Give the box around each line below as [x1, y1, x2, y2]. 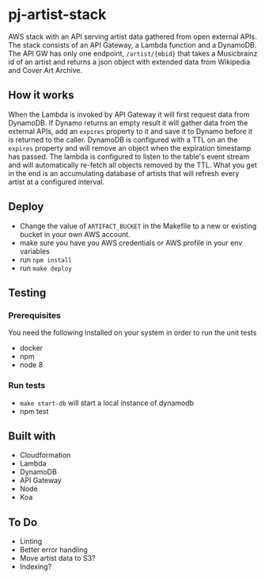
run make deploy [19, 263, 73, 273]
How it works [8, 89, 74, 102]
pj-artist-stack [8, 6, 107, 24]
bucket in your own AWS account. [19, 229, 131, 239]
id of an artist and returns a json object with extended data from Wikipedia [8, 57, 251, 67]
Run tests [8, 380, 46, 391]
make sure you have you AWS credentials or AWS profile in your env [19, 238, 243, 247]
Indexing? [19, 562, 52, 572]
